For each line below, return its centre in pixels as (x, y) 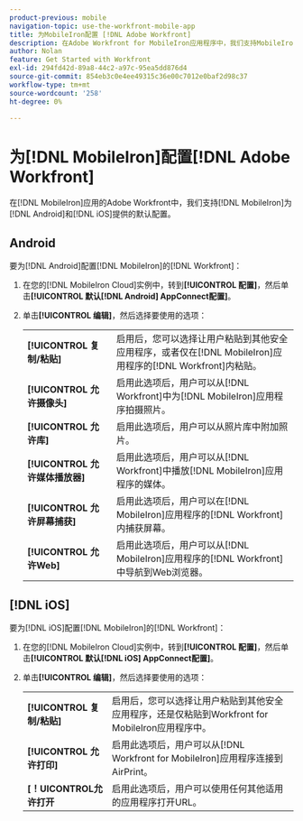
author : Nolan (36, 51)
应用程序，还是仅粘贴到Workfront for (190, 714)
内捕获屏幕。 (143, 529)
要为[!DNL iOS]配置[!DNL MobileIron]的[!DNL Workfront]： (118, 627)
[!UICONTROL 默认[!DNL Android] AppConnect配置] (129, 296)
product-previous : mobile (58, 18)
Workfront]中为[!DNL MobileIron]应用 (195, 396)
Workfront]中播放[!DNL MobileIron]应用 (200, 471)
